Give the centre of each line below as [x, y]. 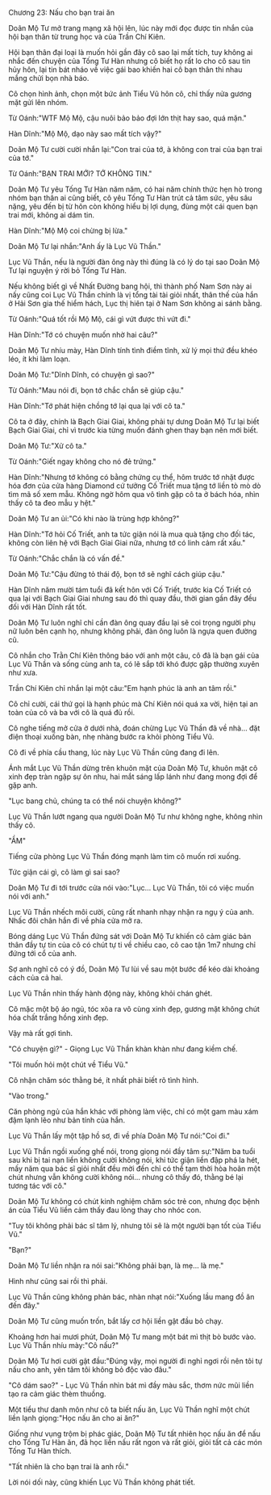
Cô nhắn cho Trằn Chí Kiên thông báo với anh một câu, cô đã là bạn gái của [134, 655]
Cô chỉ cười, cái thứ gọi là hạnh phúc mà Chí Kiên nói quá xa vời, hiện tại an [133, 704]
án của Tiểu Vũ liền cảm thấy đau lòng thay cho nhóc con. [105, 1210]
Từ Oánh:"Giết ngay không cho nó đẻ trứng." [82, 461]
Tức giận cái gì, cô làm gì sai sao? [65, 872]
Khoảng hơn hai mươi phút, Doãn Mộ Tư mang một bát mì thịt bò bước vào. [132, 1337]
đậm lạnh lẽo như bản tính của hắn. [67, 1120]
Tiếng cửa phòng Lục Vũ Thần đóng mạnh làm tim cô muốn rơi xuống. [125, 856]
